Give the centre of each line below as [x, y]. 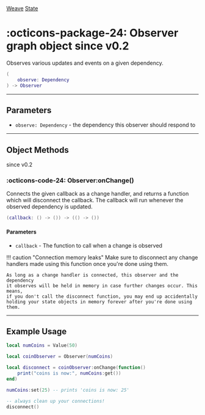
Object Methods [38, 150]
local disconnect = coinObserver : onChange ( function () [76, 368]
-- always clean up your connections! [56, 401]
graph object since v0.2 [68, 46]
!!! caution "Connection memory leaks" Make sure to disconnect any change [102, 257]
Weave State [22, 8]
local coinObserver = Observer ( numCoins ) [60, 357]
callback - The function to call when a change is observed [89, 245]
